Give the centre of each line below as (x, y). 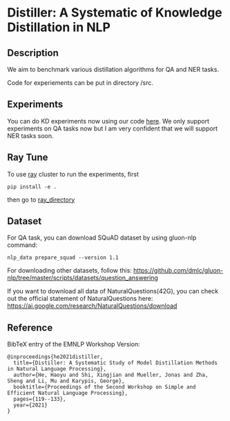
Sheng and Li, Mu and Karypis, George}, (66, 381)
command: (22, 245)
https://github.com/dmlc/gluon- (178, 271)
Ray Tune (28, 158)
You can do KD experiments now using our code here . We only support (108, 121)
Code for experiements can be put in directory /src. (80, 83)
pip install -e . (32, 187)
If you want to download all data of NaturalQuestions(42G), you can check (113, 291)
